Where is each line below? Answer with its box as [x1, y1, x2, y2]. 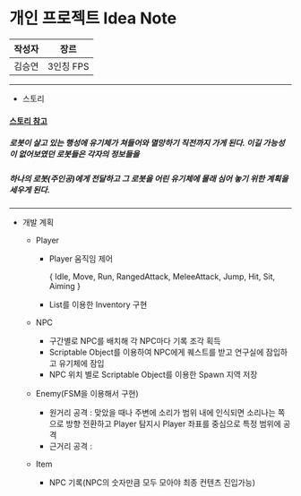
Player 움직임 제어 [48, 252, 114, 264]
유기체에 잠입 [58, 357, 105, 368]
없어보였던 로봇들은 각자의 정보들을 [18, 149, 141, 159]
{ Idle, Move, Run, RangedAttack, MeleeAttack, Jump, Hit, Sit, [48, 270, 276, 282]
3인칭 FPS [47, 60, 90, 73]
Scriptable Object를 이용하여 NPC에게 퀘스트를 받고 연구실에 [48, 346, 264, 357]
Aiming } [48, 280, 81, 291]
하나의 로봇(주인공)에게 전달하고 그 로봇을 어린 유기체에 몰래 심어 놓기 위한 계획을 [9, 173, 288, 184]
